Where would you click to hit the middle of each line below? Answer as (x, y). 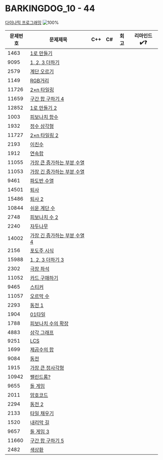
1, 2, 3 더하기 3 (47, 259)
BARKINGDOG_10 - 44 (50, 9)
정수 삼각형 (42, 126)
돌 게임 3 (40, 431)
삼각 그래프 (42, 332)
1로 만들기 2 (43, 108)
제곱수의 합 (42, 349)
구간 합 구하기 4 (47, 99)
